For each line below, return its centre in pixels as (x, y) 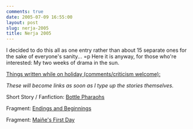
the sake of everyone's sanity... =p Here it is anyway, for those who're (91, 57)
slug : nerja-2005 (28, 28)
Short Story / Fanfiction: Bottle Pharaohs (55, 97)
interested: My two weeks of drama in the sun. (63, 63)
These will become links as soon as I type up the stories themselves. (90, 85)
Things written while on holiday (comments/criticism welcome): (83, 74)
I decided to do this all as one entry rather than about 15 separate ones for (96, 50)
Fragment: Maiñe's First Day (41, 120)
